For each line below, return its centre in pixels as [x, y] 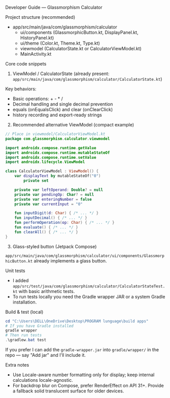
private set [36, 181]
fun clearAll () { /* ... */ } [46, 232]
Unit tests [15, 271]
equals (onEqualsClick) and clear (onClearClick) [63, 109]
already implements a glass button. [70, 260]
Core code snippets [26, 64]
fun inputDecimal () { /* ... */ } [51, 218]
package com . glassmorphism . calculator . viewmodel [58, 139]
